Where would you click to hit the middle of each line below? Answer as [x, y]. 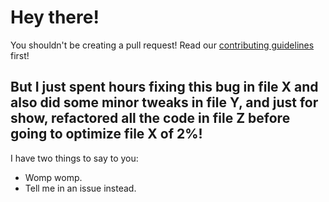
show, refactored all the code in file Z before [150, 118]
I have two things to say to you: [74, 158]
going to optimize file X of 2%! [106, 134]
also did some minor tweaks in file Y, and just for [164, 102]
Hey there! [55, 17]
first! [20, 55]
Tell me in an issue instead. [80, 188]
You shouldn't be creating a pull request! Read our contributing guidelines [162, 45]
